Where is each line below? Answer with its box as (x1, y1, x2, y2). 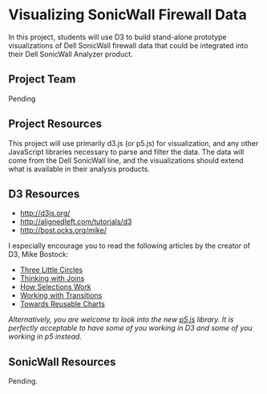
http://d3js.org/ (19, 209, 71, 218)
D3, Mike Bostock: (8, 250, 69, 259)
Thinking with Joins (19, 274, 85, 283)
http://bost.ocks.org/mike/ (19, 225, 107, 235)
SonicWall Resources (8, 355, 116, 368)
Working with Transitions (19, 290, 103, 300)
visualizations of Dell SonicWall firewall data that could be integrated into (8, 40, 249, 50)
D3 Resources (8, 187, 80, 201)
